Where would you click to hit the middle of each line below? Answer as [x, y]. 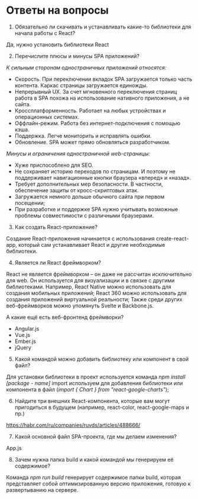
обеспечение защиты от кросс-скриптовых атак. [77, 190]
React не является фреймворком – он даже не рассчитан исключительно [99, 274]
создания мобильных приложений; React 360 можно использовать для [97, 293]
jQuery [23, 347]
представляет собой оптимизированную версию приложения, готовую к [98, 484]
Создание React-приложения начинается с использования [80, 239]
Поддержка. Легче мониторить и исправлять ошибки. [83, 136]
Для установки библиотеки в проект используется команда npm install [96, 377]
